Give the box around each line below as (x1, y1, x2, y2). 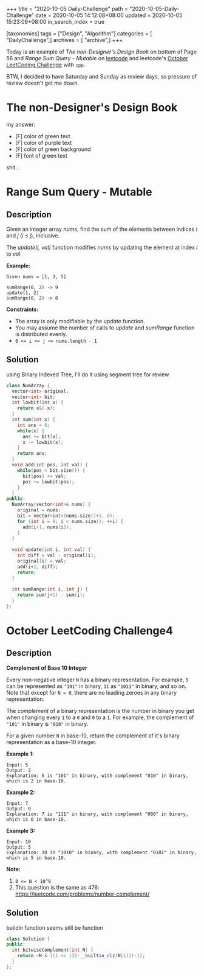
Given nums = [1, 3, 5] (6, 273, 67, 279)
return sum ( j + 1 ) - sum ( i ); (17, 592, 86, 599)
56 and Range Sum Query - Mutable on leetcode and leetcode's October (6, 55, 188, 61)
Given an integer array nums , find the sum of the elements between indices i (6, 225, 197, 233)
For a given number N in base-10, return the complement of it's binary (6, 732, 180, 739)
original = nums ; (17, 507, 61, 513)
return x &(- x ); (17, 405, 56, 412)
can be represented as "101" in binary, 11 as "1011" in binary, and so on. (6, 682, 186, 690)
